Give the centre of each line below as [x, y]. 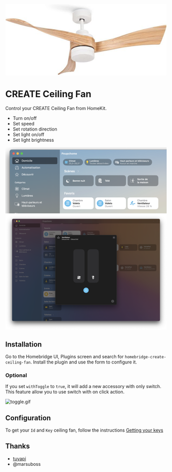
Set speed [24, 123]
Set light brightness [33, 140]
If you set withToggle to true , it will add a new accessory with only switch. [83, 387]
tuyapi [19, 458]
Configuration [28, 418]
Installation [24, 344]
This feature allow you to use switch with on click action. [65, 392]
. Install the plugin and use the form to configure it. [84, 362]
